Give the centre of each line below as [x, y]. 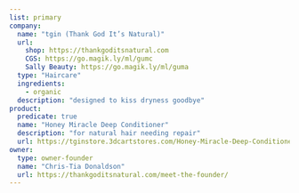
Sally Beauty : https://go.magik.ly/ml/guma [107, 68]
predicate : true [47, 117]
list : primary [36, 17]
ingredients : [41, 84]
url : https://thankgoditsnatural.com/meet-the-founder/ [123, 174]
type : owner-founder [55, 158]
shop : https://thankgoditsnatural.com [97, 51]
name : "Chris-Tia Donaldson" [71, 166]
